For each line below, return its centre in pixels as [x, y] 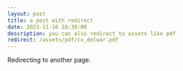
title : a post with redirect [50, 20]
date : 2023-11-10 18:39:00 [47, 27]
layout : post [27, 14]
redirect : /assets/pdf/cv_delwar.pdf [63, 40]
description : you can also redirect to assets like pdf [91, 33]
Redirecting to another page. [49, 60]
